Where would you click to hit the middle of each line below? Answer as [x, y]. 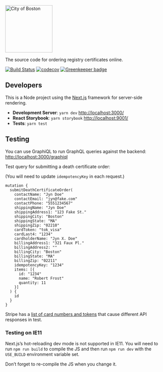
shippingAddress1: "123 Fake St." [50, 212]
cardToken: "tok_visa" [38, 230]
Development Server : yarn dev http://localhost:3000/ [68, 113]
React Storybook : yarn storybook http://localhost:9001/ [70, 118]
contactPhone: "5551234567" [44, 203]
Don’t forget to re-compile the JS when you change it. [61, 364]
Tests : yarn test [30, 123]
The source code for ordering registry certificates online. [64, 60]
